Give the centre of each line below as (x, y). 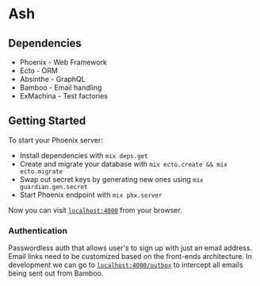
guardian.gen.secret (54, 187)
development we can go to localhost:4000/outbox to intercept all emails (126, 265)
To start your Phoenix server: (55, 140)
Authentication (38, 230)
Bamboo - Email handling (61, 87)
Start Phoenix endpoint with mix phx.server (91, 195)
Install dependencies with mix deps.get (84, 155)
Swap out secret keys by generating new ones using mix (111, 179)
